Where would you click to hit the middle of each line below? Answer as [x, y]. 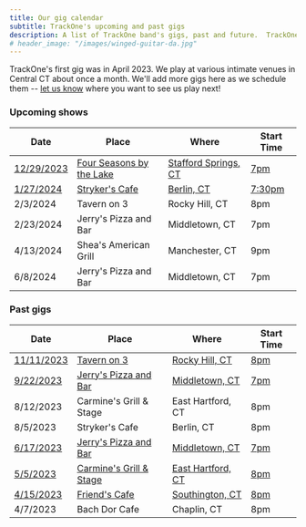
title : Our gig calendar [56, 18]
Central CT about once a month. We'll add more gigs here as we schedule [148, 79]
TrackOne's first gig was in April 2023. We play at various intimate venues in [153, 69]
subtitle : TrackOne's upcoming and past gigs [97, 26]
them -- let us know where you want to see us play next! [115, 88]
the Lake [95, 174]
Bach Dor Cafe [108, 509]
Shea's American [113, 244]
